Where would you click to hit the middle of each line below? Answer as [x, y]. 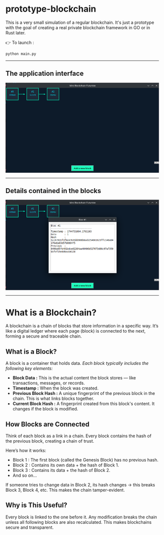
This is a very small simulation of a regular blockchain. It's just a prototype [80, 22]
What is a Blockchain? [51, 312]
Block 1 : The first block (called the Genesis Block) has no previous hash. [85, 460]
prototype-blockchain [51, 9]
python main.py [21, 54]
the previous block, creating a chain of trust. [50, 441]
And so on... [25, 476]
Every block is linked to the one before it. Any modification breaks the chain [81, 517]
